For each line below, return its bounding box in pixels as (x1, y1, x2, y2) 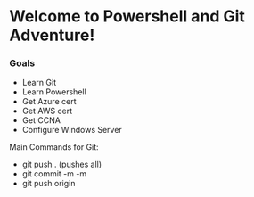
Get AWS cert (21, 105, 73, 117)
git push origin (21, 178, 76, 189)
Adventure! (9, 25, 95, 45)
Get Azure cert (21, 96, 77, 107)
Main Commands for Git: (9, 142, 100, 152)
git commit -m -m (21, 168, 87, 179)
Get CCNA (21, 115, 61, 126)
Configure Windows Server (21, 125, 122, 135)
